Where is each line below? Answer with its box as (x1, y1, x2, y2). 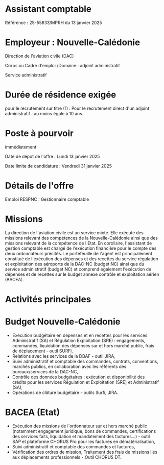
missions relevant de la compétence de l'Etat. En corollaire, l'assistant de (5, 240, 152, 246)
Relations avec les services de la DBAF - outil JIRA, (12, 353, 116, 359)
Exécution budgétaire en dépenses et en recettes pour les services (12, 332, 148, 338)
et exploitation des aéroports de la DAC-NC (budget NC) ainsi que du (5, 261, 144, 267)
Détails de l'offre (5, 180, 74, 191)
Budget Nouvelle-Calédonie (5, 316, 121, 327)
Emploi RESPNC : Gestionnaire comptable (5, 196, 89, 202)
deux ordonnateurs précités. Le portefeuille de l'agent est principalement (5, 250, 153, 256)
